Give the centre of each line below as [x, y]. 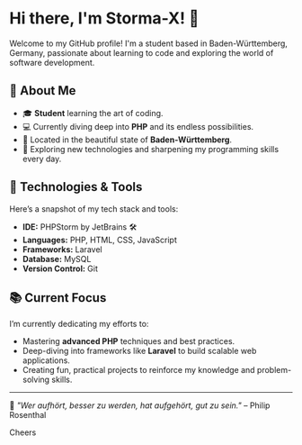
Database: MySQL [57, 259]
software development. [52, 62]
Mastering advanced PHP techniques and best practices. [129, 341]
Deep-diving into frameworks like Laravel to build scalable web [139, 351]
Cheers [23, 432]
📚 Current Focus [58, 298]
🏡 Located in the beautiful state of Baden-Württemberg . [127, 140]
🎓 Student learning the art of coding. [93, 113]
